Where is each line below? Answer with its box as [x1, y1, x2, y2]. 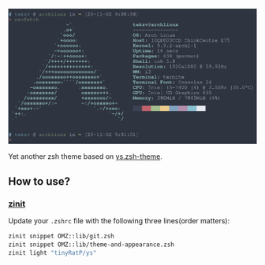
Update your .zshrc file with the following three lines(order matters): [8, 216, 230, 226]
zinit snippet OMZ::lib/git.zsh [8, 233, 114, 241]
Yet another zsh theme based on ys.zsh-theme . [8, 152, 163, 161]
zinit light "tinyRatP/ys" [8, 248, 97, 256]
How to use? [8, 175, 71, 188]
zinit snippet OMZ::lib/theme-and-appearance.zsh [8, 241, 175, 248]
